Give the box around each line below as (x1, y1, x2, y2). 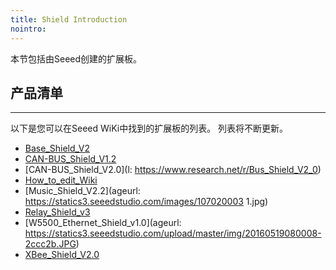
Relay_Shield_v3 (24, 206, 91, 218)
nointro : (10, 24, 47, 34)
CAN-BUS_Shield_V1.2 (24, 153, 117, 165)
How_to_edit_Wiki (24, 174, 98, 186)
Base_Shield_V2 (24, 142, 91, 155)
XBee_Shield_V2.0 (24, 249, 100, 261)
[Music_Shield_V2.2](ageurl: (24, 185, 141, 197)
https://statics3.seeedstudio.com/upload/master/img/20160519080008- (24, 227, 322, 240)
